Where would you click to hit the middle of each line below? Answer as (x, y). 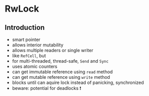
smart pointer (26, 39)
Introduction (25, 28)
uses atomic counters (35, 66)
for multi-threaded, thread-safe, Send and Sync (60, 61)
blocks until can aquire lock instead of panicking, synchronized (78, 82)
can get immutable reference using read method (62, 72)
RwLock (22, 9)
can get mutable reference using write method (61, 77)
